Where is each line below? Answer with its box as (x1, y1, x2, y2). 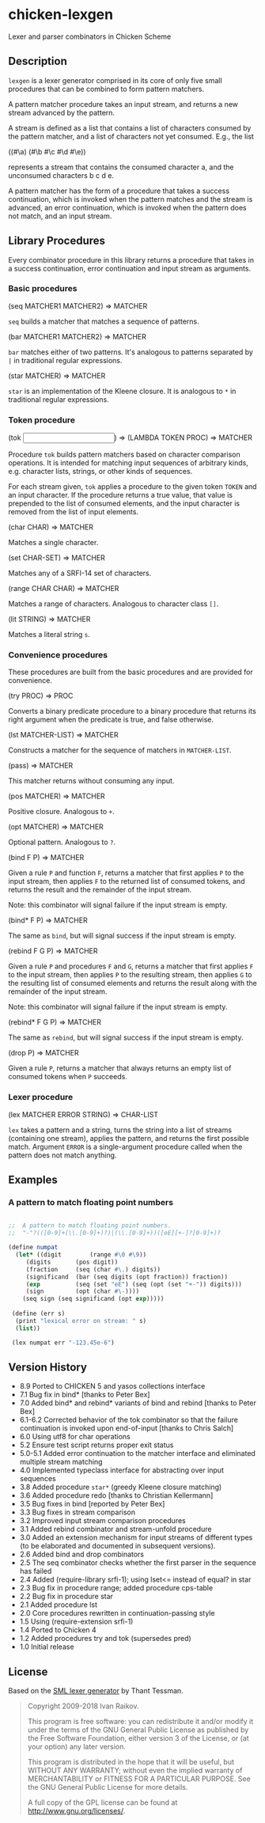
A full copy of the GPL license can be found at (27, 1798, 178, 1807)
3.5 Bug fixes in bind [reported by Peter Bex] (19, 1499, 165, 1509)
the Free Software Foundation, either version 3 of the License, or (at (27, 1734, 249, 1743)
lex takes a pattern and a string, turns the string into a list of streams (8, 1125, 232, 1135)
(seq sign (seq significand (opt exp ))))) (22, 1295, 165, 1303)
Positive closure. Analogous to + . (8, 807, 115, 817)
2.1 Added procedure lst (19, 1600, 97, 1609)
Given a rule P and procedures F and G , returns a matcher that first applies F (8, 961, 254, 971)
